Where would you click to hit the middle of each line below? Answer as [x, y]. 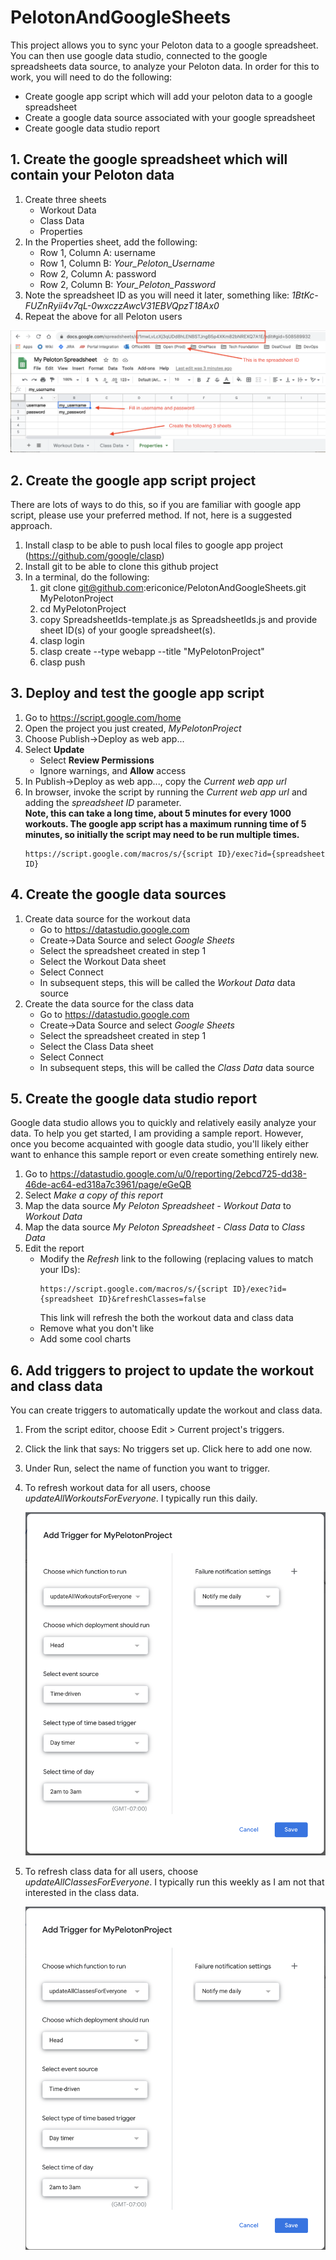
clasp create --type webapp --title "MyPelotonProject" [152, 651]
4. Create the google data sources [118, 894]
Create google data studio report [92, 128]
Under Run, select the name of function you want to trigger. [147, 1468]
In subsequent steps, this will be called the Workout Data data [167, 982]
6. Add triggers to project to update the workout [162, 1370]
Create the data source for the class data [109, 1003]
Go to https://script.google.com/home [103, 717]
